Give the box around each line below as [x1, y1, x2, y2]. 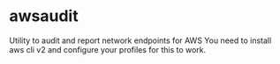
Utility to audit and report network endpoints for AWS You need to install [9, 35, 272, 46]
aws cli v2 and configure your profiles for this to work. [9, 44, 207, 54]
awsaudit [9, 6, 79, 26]
